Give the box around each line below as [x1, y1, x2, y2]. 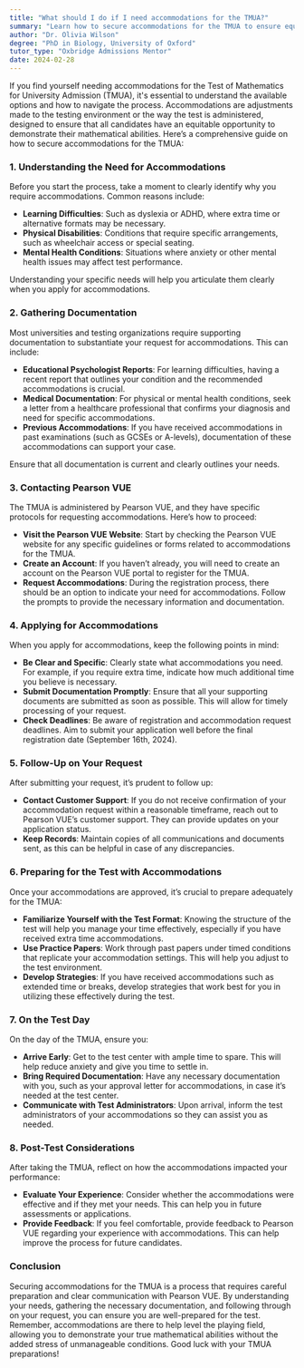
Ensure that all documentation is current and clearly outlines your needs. [9, 459, 280, 470]
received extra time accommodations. [22, 933, 165, 944]
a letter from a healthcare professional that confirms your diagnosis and [22, 403, 291, 413]
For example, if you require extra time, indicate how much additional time [22, 667, 295, 678]
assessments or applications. [22, 1208, 132, 1219]
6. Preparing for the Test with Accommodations [9, 866, 223, 878]
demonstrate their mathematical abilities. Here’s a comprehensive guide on [9, 129, 288, 139]
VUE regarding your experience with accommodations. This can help [22, 1227, 280, 1238]
